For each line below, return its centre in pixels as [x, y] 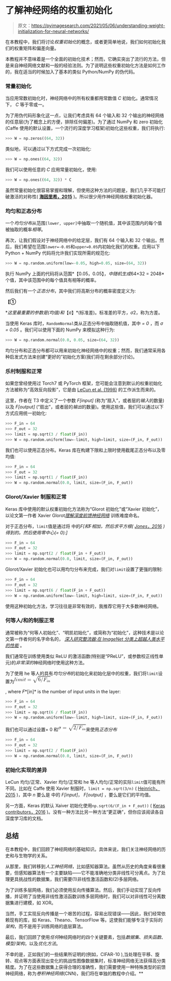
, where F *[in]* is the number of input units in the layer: [63, 692]
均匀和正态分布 [24, 211]
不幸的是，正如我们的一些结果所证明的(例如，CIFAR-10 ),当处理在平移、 [80, 954]
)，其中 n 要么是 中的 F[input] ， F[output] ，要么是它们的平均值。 [85, 795]
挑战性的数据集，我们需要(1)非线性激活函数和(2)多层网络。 [80, 879]
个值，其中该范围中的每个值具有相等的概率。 [52, 280]
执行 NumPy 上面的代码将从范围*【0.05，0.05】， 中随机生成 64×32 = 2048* [85, 274]
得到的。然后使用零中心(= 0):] [36, 533]
